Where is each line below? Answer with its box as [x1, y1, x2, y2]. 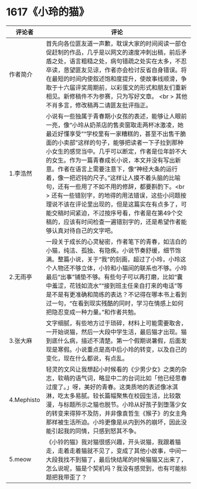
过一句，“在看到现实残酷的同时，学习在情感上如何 [46, 299, 184, 307]
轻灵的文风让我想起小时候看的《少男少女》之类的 [46, 365, 181, 373]
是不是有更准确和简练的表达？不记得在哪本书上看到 [46, 290, 187, 298]
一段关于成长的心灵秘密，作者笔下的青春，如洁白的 [46, 237, 187, 245]
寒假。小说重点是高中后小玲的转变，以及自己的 [57, 345, 187, 353]
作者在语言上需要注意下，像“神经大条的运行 [57, 165, 178, 173]
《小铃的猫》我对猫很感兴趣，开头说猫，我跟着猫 [46, 438, 181, 446]
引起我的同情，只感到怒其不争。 [52, 427, 140, 435]
